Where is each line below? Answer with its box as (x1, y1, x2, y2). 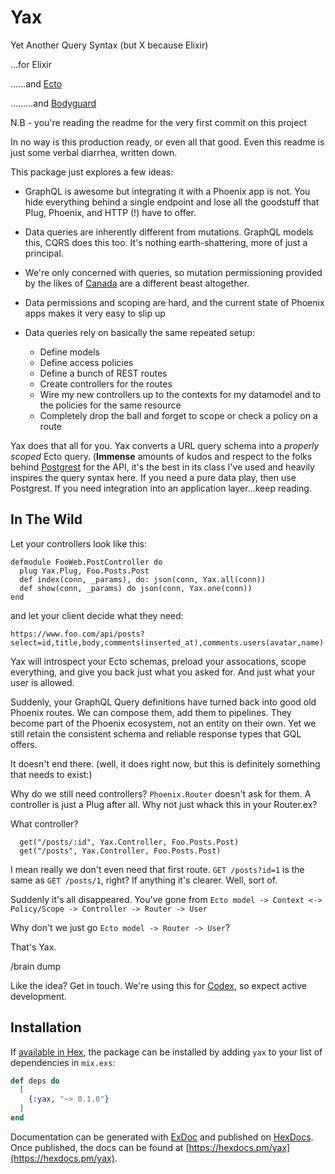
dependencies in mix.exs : (10, 1056, 116, 1068)
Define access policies (39, 356, 134, 368)
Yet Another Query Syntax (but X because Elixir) (10, 39, 209, 51)
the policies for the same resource (39, 399, 182, 411)
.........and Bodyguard (10, 97, 97, 109)
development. (10, 990, 67, 1002)
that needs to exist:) (10, 768, 93, 780)
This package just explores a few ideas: (10, 166, 174, 178)
